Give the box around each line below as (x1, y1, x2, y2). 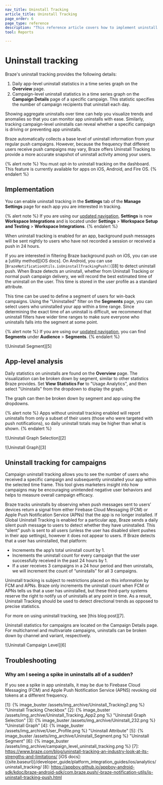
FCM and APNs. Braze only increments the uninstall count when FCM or (5, 583, 149, 588)
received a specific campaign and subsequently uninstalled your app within (5, 477, 157, 483)
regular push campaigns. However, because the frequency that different (5, 141, 150, 147)
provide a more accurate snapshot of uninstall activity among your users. (5, 151, 152, 157)
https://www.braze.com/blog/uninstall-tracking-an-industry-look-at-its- (5, 748, 149, 754)
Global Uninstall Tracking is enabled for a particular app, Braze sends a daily (5, 517, 158, 523)
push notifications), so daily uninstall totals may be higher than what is (5, 420, 146, 426)
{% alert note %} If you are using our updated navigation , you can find (5, 328, 146, 334)
